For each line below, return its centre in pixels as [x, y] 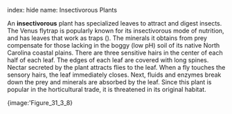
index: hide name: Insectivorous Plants [62, 10]
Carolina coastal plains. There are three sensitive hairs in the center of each [115, 53]
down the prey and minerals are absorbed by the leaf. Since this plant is [109, 82]
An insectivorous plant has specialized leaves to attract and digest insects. [115, 23]
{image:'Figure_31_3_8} [40, 103]
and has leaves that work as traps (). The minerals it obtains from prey [107, 38]
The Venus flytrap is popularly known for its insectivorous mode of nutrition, [116, 31]
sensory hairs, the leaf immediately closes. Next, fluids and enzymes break [114, 75]
